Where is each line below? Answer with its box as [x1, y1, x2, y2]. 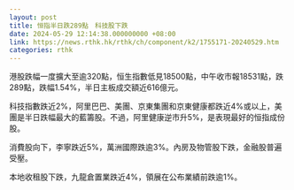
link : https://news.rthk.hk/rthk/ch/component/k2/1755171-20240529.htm [9, 37, 279, 47]
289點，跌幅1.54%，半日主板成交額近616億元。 [9, 82, 183, 93]
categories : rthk [9, 46, 73, 55]
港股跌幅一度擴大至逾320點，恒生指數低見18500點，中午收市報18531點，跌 [9, 72, 284, 82]
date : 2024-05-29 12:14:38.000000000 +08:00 [9, 29, 176, 38]
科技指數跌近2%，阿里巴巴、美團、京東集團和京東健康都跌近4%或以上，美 [9, 101, 283, 111]
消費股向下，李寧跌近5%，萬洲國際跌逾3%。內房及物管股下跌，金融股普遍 [9, 142, 282, 153]
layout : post [9, 12, 58, 22]
